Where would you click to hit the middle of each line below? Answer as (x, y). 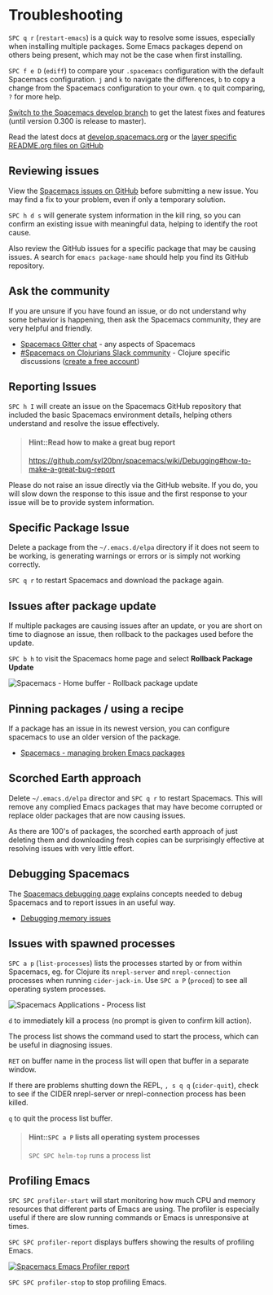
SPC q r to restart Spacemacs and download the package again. (116, 581)
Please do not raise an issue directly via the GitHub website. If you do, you (133, 485)
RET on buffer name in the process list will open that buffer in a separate (129, 1061)
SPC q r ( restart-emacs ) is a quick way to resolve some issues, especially (132, 37)
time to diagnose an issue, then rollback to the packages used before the (131, 634)
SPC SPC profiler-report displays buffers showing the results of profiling (132, 1242)
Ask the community (59, 291)
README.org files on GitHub (56, 145)
